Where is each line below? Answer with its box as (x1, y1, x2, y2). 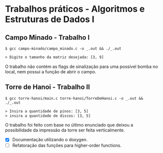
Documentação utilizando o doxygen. (12, 137, 88, 143)
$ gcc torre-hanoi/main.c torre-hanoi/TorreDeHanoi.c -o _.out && (5, 96, 143, 101)
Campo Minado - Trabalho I (5, 33, 90, 42)
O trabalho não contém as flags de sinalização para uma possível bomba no (5, 64, 158, 69)
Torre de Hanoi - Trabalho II (5, 83, 90, 91)
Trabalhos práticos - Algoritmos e (5, 3, 145, 15)
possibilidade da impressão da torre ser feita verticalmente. (5, 127, 125, 133)
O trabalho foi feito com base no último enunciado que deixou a (5, 122, 134, 128)
